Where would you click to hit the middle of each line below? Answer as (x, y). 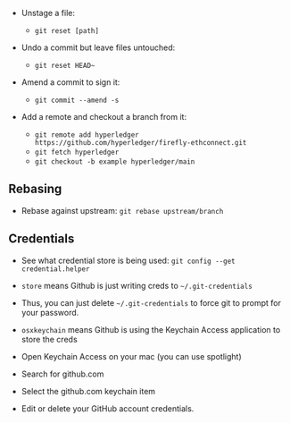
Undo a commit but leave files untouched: (98, 47)
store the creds (49, 339)
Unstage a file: (48, 13)
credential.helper (55, 269)
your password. (50, 312)
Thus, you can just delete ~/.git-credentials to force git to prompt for (151, 302)
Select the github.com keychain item (88, 391)
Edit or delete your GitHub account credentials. (108, 408)
